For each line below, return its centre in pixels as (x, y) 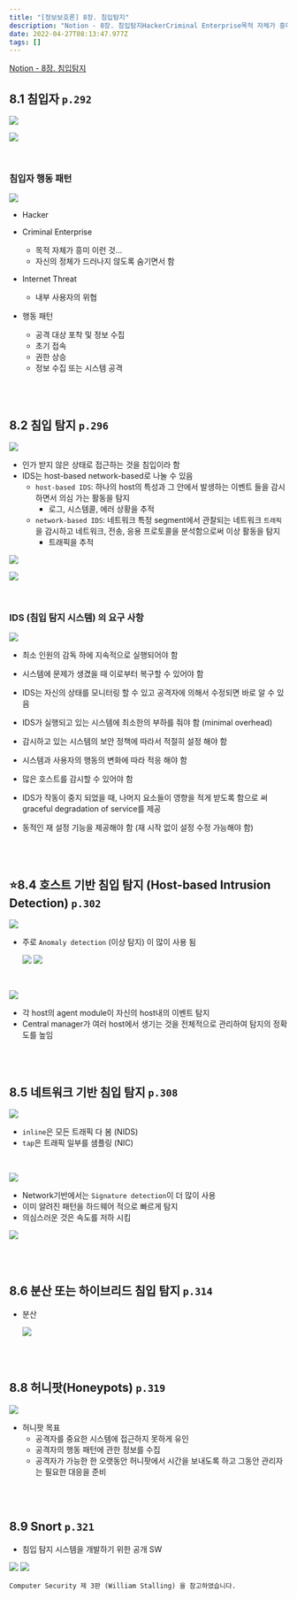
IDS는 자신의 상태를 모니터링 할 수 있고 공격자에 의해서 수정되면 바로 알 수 (148, 693)
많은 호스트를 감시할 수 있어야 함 (77, 779)
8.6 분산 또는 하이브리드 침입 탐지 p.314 (111, 1291)
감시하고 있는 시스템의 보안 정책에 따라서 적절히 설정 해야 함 (125, 742)
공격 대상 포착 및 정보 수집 (80, 335)
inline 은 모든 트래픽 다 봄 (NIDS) (80, 1132)
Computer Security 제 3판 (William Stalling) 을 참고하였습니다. (123, 1586)
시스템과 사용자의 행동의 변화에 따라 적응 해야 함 (104, 760)
